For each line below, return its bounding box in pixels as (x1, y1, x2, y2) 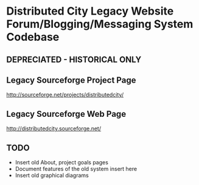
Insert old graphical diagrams (15, 172, 89, 179)
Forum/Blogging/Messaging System (6, 17, 194, 31)
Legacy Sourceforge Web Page (6, 108, 127, 119)
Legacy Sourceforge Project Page (6, 75, 136, 85)
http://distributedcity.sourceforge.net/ (6, 125, 102, 132)
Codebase (6, 30, 60, 44)
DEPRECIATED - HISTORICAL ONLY (6, 54, 142, 65)
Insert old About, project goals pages (15, 159, 108, 166)
